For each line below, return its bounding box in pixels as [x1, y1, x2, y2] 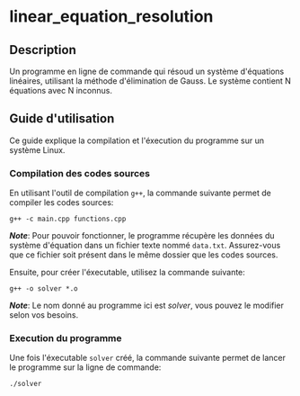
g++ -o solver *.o [9, 284, 78, 293]
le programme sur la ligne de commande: [9, 362, 162, 373]
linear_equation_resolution [9, 6, 214, 27]
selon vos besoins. [9, 310, 79, 320]
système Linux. [9, 144, 66, 155]
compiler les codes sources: [9, 197, 114, 208]
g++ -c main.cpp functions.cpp [9, 214, 127, 224]
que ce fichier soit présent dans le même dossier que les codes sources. [9, 249, 278, 260]
